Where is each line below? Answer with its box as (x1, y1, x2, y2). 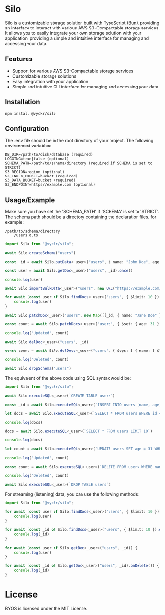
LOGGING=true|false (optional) (5, 156, 69, 162)
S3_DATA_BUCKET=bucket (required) (5, 178, 76, 183)
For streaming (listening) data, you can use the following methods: (5, 491, 139, 497)
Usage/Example (5, 196, 55, 204)
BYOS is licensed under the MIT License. (5, 605, 87, 611)
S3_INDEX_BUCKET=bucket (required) (5, 174, 78, 179)
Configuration (5, 124, 49, 133)
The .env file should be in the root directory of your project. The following (5, 138, 154, 144)
